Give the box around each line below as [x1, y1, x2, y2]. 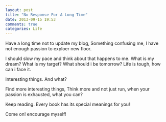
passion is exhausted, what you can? [5, 91, 83, 98]
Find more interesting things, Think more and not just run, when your [5, 86, 150, 92]
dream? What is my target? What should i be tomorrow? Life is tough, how [5, 61, 161, 67]
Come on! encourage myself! [5, 111, 66, 117]
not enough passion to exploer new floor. [5, 46, 92, 52]
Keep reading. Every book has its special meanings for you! [5, 101, 130, 107]
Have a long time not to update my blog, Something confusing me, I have [5, 40, 159, 46]
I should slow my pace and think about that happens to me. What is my [5, 55, 154, 62]
